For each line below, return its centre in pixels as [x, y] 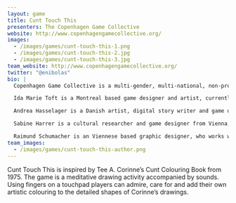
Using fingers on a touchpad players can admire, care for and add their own [117, 184]
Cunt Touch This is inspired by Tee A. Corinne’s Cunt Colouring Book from [114, 169]
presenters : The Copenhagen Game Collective [73, 27]
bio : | [17, 79]
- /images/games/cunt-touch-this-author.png [80, 149]
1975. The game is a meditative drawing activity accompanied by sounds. [113, 177]
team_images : [26, 143]
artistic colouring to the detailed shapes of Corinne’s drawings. [98, 192]
